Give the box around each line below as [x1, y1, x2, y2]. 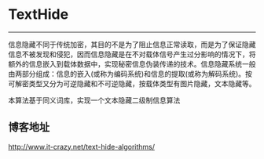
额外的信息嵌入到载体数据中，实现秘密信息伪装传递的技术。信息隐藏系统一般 [8, 59, 256, 68]
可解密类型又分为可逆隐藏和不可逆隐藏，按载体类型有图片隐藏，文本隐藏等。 [8, 78, 256, 88]
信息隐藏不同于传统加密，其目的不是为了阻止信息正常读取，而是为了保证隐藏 [8, 39, 256, 49]
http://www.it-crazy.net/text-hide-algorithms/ [8, 142, 156, 151]
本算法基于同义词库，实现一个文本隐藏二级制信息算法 [8, 96, 181, 105]
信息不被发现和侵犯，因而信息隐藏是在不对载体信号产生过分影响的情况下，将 [8, 49, 256, 59]
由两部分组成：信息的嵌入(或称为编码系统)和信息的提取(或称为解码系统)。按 [8, 69, 253, 78]
